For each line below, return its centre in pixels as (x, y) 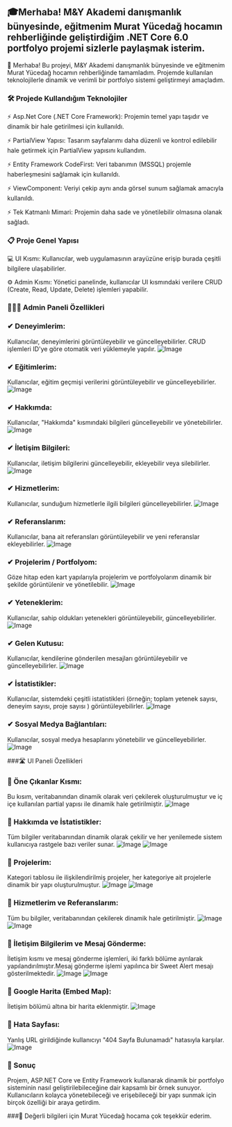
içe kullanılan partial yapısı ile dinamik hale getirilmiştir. (85, 804)
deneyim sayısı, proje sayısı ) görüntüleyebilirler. (76, 706)
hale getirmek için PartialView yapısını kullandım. (77, 151)
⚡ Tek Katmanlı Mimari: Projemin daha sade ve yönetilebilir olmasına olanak (115, 212)
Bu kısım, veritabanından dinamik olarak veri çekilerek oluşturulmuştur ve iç (115, 796)
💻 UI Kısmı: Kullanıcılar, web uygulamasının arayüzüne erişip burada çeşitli (114, 259)
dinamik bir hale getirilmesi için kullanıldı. (66, 127)
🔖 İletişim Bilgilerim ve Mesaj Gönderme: (77, 943)
